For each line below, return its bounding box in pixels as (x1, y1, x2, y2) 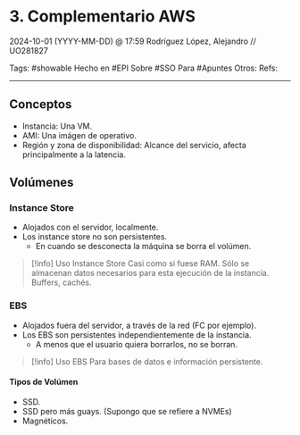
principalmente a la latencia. (21, 149, 127, 160)
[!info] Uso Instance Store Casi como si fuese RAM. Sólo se (30, 258, 250, 269)
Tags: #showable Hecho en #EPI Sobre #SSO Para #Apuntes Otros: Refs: (9, 63, 279, 73)
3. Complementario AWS (9, 6, 196, 27)
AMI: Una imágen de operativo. (21, 130, 137, 140)
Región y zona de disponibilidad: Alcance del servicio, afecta (21, 139, 247, 150)
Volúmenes (9, 175, 74, 190)
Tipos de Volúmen (9, 377, 79, 388)
